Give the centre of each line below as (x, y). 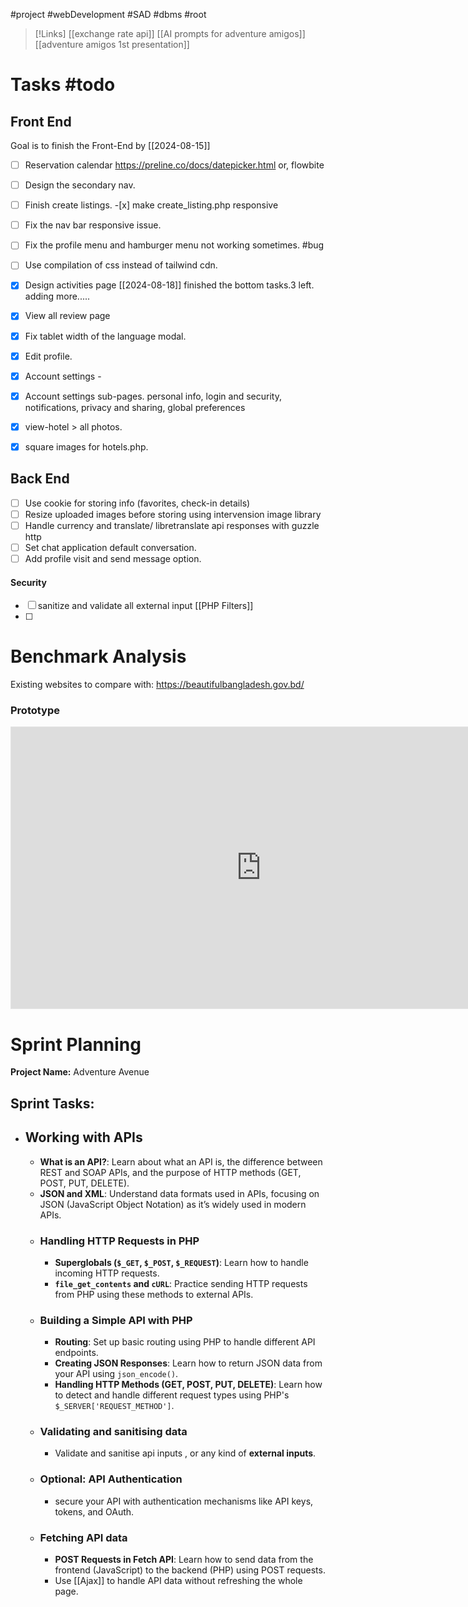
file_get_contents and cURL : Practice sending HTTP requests (181, 1283)
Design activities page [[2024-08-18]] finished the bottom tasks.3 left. (169, 285)
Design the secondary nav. (80, 185)
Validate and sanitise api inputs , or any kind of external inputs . (185, 1453)
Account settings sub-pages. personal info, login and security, (153, 396)
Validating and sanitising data (113, 1432)
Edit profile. (48, 356)
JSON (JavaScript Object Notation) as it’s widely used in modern (173, 1204)
